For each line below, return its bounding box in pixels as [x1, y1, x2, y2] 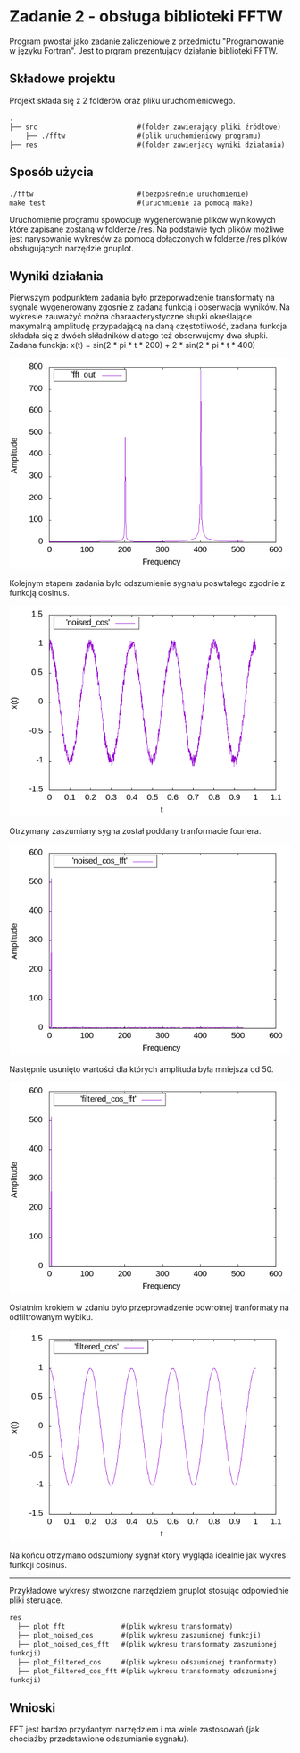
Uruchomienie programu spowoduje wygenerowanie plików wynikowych [9, 214, 277, 225]
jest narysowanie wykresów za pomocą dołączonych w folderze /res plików [9, 233, 287, 243]
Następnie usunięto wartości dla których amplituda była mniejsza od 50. [9, 1064, 274, 1075]
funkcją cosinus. [9, 588, 70, 599]
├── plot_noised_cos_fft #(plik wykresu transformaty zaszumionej [17, 1640, 278, 1649]
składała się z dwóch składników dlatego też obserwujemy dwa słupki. [9, 330, 269, 341]
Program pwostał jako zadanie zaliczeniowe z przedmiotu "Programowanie [9, 36, 284, 47]
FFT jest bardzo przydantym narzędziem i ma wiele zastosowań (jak [9, 1724, 261, 1735]
